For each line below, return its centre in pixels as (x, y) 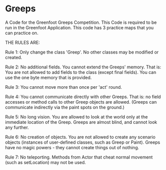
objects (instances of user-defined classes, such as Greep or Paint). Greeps (83, 142)
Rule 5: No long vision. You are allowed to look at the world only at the (77, 116)
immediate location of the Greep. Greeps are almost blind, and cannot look (81, 122)
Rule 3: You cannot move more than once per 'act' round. (64, 87)
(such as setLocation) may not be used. (46, 162)
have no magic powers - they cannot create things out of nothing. (72, 147)
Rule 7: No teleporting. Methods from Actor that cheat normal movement (79, 157)
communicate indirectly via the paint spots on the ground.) (65, 107)
